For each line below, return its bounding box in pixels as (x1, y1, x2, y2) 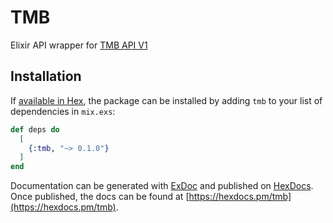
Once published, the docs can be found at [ (10, 191, 190, 203)
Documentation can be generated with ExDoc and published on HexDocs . (10, 180, 314, 192)
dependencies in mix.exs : (10, 105, 116, 117)
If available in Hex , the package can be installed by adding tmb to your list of (10, 94, 323, 106)
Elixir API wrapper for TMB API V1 (10, 39, 148, 51)
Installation (10, 68, 82, 85)
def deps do (10, 124, 60, 135)
